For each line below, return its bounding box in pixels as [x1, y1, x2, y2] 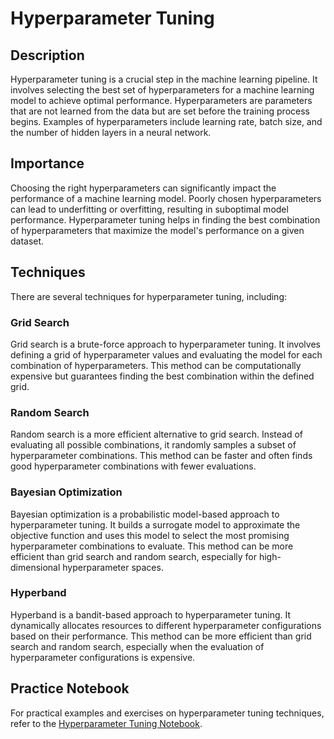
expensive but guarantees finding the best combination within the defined [10, 370, 315, 382]
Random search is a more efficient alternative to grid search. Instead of [10, 428, 304, 441]
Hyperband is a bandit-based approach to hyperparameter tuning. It [10, 608, 292, 621]
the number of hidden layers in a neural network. [10, 127, 212, 138]
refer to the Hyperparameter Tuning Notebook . [10, 717, 203, 729]
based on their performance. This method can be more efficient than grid [10, 630, 312, 642]
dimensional [10, 561, 61, 573]
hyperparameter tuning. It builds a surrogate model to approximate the [10, 518, 301, 531]
